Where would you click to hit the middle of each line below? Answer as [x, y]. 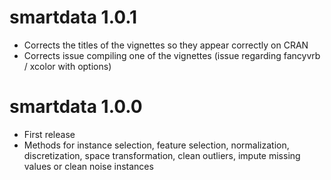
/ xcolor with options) [67, 66]
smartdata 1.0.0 [76, 107]
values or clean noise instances [88, 166]
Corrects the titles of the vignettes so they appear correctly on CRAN [166, 45]
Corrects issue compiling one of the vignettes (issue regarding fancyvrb [172, 55]
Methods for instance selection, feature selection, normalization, [156, 145]
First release [49, 134]
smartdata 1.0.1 [73, 17]
